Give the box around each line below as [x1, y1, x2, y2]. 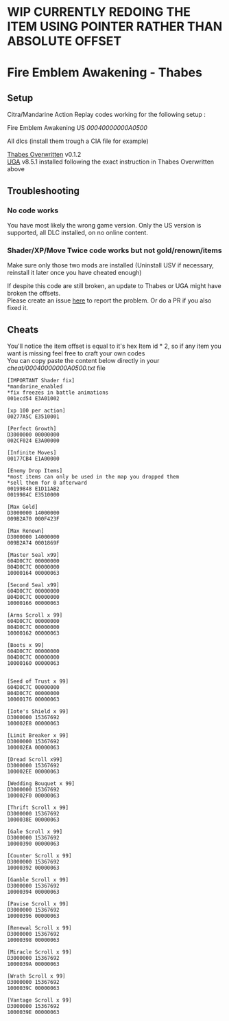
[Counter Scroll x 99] [7, 852, 72, 859]
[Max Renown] [7, 527, 45, 534]
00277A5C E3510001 [7, 413, 60, 420]
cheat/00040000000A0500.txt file [7, 364, 106, 372]
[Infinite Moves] [7, 449, 57, 456]
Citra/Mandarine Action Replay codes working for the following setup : [7, 111, 206, 119]
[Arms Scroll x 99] [7, 611, 63, 619]
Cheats [7, 324, 39, 336]
